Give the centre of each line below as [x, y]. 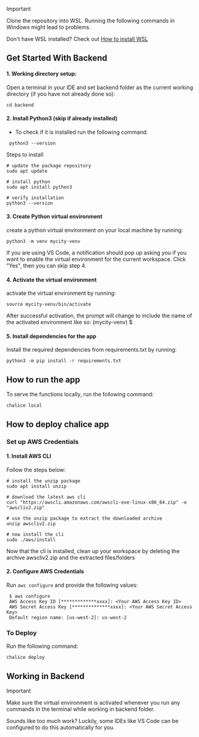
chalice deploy [26, 658]
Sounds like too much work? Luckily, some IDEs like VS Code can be [92, 721]
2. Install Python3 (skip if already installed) [62, 118]
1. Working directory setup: [42, 73]
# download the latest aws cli [46, 497]
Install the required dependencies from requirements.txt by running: [92, 350]
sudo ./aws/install [31, 540]
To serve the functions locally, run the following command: [80, 394]
